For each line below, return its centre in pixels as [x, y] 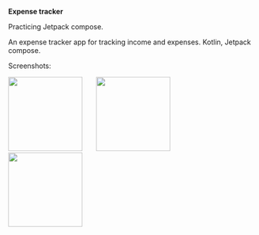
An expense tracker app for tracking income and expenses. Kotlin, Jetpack [129, 42]
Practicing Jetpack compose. [56, 27]
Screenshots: [30, 66]
